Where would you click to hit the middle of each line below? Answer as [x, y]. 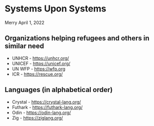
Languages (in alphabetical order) [59, 90]
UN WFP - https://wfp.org [39, 68]
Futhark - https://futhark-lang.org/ [47, 107]
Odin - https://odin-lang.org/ [41, 112]
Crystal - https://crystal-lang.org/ [46, 102]
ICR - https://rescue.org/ [37, 74]
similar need [25, 46]
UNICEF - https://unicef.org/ [41, 63]
